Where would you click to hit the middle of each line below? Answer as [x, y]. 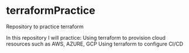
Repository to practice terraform [45, 26]
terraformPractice [51, 11]
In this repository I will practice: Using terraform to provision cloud [86, 37]
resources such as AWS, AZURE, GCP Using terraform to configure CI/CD [94, 44]
